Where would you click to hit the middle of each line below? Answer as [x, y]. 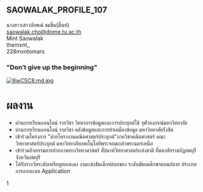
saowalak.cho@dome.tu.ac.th [44, 32]
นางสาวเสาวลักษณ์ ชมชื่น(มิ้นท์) [38, 25]
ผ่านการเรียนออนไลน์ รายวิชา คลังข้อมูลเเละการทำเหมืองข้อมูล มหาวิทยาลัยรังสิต [94, 130]
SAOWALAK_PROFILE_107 [57, 10]
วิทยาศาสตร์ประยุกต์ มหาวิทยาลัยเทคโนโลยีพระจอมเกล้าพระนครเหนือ [84, 144]
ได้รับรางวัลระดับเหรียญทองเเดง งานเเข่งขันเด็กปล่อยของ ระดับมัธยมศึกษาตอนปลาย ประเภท [106, 164]
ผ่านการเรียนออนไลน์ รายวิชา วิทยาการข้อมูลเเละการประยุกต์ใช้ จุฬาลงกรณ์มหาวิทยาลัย [101, 123]
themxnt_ [18, 45]
